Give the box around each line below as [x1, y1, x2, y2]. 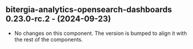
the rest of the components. [14, 35, 83, 43]
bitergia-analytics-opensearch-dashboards [5, 5, 173, 15]
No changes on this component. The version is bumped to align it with [14, 30, 187, 37]
